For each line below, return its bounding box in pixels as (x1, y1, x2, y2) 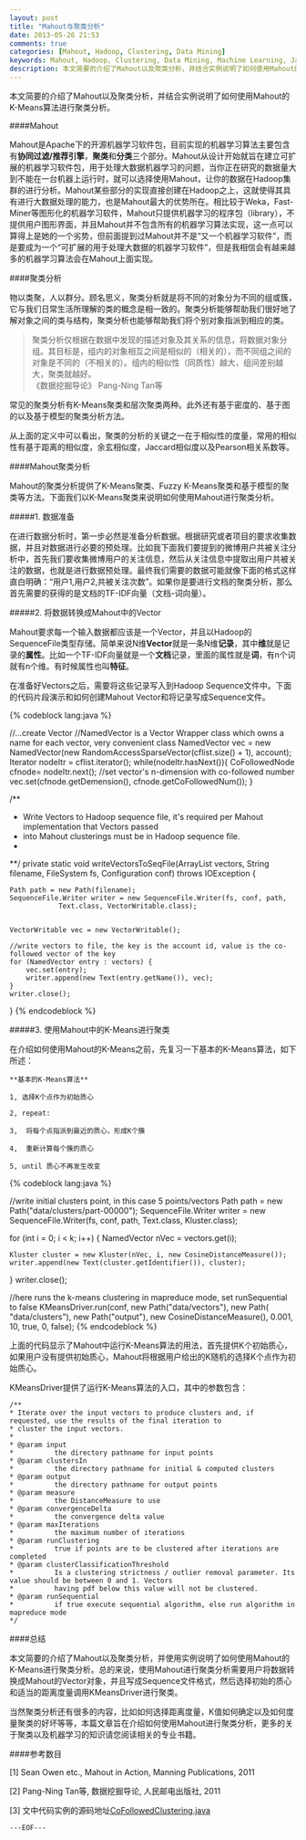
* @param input (9, 1440, 67, 1449)
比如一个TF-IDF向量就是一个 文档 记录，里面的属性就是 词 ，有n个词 (48, 649, 296, 660)
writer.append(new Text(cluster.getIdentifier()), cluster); (9, 1257, 247, 1267)
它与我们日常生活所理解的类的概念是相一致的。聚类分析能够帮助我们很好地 (9, 303, 289, 314)
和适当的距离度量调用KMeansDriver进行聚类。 (9, 1687, 183, 1698)
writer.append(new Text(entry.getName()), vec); (25, 973, 214, 983)
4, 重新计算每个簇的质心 (9, 1143, 94, 1153)
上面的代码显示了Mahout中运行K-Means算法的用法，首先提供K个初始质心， (9, 1340, 293, 1351)
